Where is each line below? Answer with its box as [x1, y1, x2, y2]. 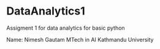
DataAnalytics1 [6, 4, 85, 18]
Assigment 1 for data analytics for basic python [6, 24, 125, 31]
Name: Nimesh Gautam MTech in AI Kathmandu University [6, 36, 154, 43]
